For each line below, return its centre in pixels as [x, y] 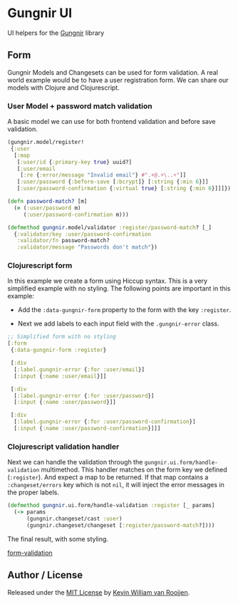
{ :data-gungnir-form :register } [58, 350]
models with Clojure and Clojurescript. [63, 88]
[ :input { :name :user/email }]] [60, 376]
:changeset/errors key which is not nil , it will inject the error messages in [116, 485]
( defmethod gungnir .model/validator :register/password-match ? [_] [110, 227]
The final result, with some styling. [58, 538]
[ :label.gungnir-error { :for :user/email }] [79, 369]
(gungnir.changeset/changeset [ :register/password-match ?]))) [120, 525]
